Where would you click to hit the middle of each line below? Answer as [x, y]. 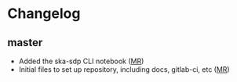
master [25, 43]
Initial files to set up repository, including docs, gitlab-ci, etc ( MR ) [124, 70]
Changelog [44, 14]
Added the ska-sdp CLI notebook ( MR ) [81, 61]
